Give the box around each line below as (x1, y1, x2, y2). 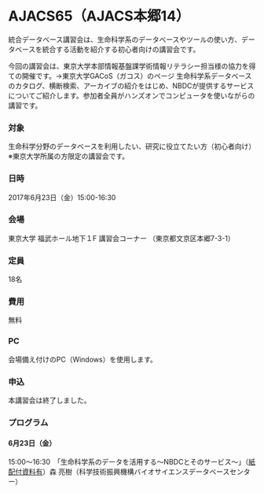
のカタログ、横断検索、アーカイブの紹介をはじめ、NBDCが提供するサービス (8, 80, 255, 91)
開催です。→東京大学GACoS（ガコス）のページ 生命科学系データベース (21, 71, 252, 80)
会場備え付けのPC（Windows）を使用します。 (8, 354, 157, 364)
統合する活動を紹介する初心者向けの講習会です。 (42, 44, 200, 54)
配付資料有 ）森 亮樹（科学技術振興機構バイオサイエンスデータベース (8, 467, 230, 476)
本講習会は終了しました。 (8, 395, 91, 406)
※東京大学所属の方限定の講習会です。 (8, 151, 130, 161)
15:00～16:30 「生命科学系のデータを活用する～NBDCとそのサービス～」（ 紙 (8, 458, 256, 467)
